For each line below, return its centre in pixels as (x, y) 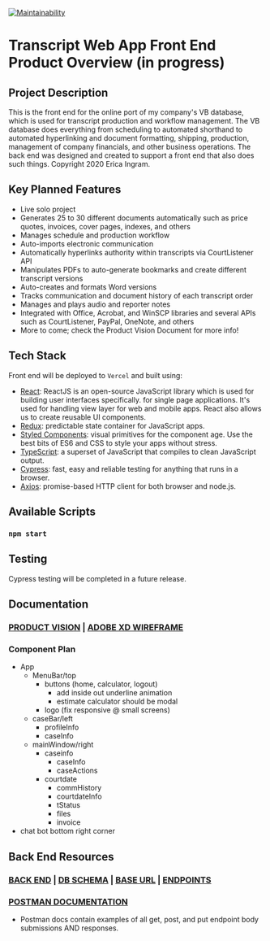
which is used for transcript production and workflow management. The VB (134, 121)
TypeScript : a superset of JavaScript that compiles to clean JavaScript (138, 451)
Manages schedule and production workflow (95, 235)
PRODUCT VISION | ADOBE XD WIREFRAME (96, 628)
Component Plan (42, 649)
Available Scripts (52, 512)
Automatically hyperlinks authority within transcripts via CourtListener (137, 252)
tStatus (69, 805)
